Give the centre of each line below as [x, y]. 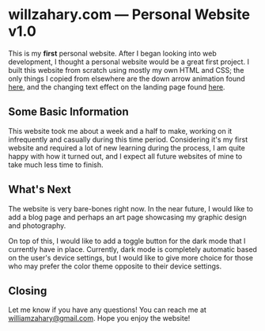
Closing [28, 291]
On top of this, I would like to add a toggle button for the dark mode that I [127, 241]
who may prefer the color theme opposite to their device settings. [115, 266]
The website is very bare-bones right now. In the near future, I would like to [131, 208]
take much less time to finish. [56, 165]
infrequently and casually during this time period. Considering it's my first [128, 139]
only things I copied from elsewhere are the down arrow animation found [127, 78]
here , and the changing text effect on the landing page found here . [117, 87]
